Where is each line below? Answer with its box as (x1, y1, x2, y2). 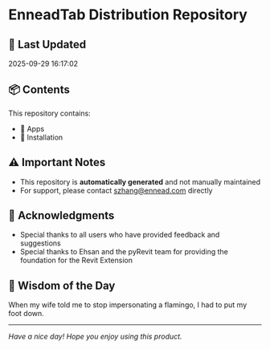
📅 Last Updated (8, 38, 87, 51)
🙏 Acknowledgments (8, 209, 115, 222)
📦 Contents (8, 83, 70, 97)
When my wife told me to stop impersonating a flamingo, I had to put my (8, 300, 247, 310)
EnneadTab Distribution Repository (8, 6, 247, 24)
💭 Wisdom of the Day (8, 278, 116, 292)
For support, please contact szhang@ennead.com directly (19, 185, 213, 195)
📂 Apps (19, 124, 45, 133)
